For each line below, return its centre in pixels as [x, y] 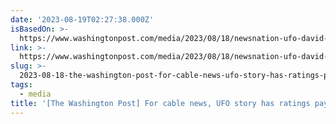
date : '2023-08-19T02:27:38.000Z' [82, 19]
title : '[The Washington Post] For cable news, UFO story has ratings [160, 103]
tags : [21, 85]
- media [35, 94]
